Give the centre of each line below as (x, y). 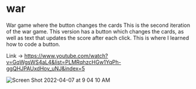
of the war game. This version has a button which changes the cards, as (95, 31)
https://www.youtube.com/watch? (66, 56)
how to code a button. (33, 44)
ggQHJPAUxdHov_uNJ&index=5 (46, 68)
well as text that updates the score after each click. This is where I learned (98, 38)
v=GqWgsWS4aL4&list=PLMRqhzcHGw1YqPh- (64, 62)
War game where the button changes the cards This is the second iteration (98, 25)
